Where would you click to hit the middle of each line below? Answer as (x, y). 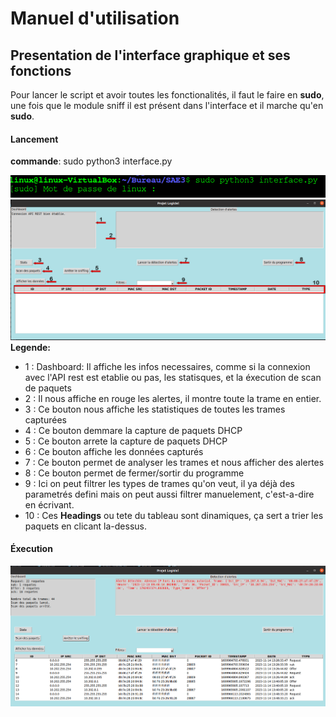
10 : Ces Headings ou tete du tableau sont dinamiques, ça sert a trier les (174, 515)
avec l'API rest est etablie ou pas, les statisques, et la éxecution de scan (173, 377)
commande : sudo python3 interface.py (91, 161)
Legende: (30, 347)
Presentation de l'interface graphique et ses (150, 55)
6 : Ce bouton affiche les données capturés (114, 451)
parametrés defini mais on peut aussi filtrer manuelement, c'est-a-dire (169, 494)
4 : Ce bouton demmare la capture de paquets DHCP (133, 430)
